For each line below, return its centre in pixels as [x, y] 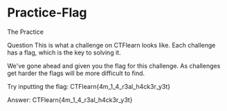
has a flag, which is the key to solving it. [64, 52]
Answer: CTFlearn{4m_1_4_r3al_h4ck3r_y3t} [70, 100]
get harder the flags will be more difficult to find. [76, 73]
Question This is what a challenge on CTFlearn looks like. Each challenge [111, 45]
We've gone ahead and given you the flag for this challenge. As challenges [114, 65]
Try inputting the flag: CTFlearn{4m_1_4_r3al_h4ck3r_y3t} [89, 86]
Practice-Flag [47, 13]
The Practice [25, 32]
